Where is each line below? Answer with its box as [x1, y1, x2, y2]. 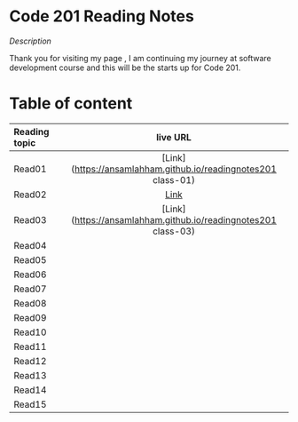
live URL [156, 131, 192, 143]
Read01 [13, 163, 47, 175]
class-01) [152, 173, 195, 186]
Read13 [13, 369, 47, 381]
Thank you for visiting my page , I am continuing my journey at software [9, 52, 272, 63]
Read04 [13, 239, 47, 251]
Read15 [13, 398, 47, 410]
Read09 [13, 311, 47, 323]
